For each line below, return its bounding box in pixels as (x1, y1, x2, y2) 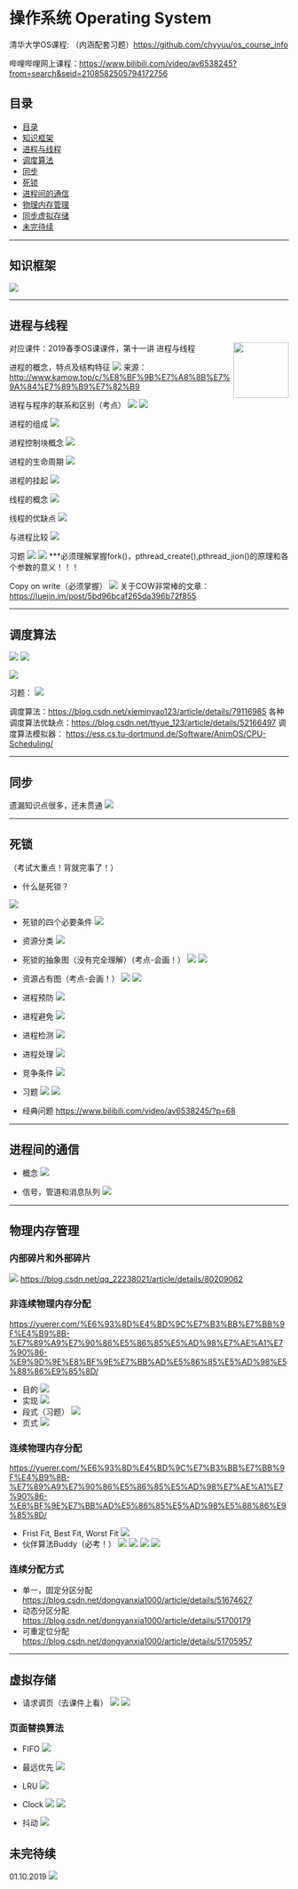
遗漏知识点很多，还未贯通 (9, 801, 103, 810)
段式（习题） (21, 1406, 69, 1417)
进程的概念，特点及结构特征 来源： (9, 362, 147, 373)
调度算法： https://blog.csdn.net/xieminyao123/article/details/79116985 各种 (9, 706, 285, 717)
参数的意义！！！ (16, 562, 80, 573)
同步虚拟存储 (21, 210, 69, 220)
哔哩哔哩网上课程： (9, 58, 80, 68)
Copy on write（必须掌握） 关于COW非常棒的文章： (9, 581, 210, 592)
